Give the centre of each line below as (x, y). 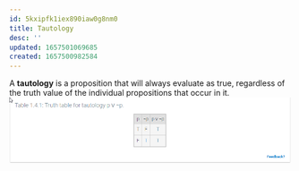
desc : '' (26, 38)
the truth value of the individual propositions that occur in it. (120, 93)
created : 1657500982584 (54, 57)
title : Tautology (42, 28)
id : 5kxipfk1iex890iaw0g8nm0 (64, 19)
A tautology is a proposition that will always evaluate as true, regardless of (147, 83)
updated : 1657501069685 (54, 47)
